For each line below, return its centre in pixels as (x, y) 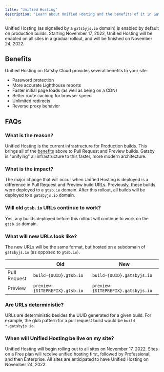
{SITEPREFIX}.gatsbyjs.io (122, 290)
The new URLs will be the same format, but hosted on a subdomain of (75, 247)
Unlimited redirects (31, 101)
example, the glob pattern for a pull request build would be (64, 321)
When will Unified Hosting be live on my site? (60, 338)
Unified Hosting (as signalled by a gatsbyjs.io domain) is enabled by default (82, 28)
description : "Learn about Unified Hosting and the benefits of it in (78, 14)
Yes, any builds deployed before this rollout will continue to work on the (77, 218)
